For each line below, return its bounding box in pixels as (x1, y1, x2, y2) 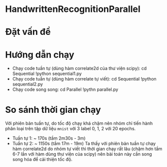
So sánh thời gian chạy (5, 104, 101, 115)
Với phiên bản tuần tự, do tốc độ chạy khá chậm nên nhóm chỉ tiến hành (5, 120, 153, 126)
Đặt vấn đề (5, 26, 51, 38)
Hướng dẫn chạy (5, 49, 75, 60)
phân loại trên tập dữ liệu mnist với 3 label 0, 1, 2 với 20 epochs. (5, 126, 136, 132)
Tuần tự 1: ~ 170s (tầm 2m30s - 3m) (12, 135, 86, 141)
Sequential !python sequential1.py (12, 71, 82, 77)
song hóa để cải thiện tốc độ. (12, 157, 73, 163)
